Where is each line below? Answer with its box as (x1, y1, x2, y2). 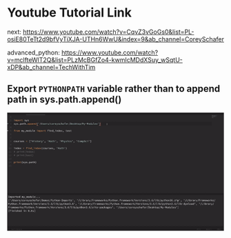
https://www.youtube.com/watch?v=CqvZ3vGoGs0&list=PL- (23, 28, 194, 36)
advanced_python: (7, 48, 60, 57)
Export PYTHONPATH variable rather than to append (7, 83, 221, 95)
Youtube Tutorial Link (7, 5, 132, 21)
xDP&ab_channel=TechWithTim (7, 63, 96, 71)
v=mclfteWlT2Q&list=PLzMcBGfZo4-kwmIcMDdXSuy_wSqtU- (7, 55, 183, 63)
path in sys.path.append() (7, 94, 122, 106)
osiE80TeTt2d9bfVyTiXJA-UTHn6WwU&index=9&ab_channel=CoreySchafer (7, 34, 224, 43)
